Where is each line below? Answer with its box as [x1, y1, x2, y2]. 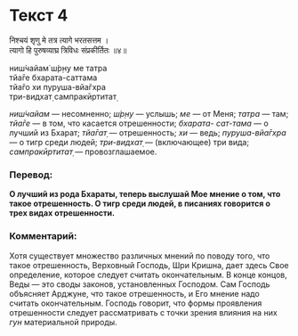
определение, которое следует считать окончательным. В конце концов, [9, 269, 287, 280]
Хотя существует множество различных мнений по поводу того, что [9, 250, 270, 261]
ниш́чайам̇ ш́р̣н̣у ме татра [9, 62, 108, 73]
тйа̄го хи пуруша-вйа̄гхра [9, 81, 107, 92]
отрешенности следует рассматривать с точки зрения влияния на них [9, 307, 278, 317]
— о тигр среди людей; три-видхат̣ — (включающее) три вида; [9, 136, 250, 147]
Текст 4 [9, 5, 68, 26]
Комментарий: [9, 230, 77, 242]
